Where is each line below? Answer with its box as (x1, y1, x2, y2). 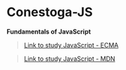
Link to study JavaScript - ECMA (23, 41, 119, 49)
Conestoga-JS (6, 4, 93, 20)
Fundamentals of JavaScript (6, 27, 92, 36)
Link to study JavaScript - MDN (23, 54, 115, 63)
